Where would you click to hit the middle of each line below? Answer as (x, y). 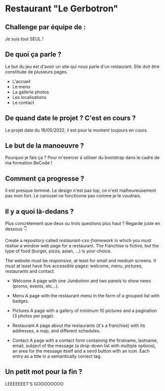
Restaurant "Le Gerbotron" (62, 9)
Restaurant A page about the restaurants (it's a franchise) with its (79, 325)
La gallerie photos (31, 92)
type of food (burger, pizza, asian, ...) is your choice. (59, 251)
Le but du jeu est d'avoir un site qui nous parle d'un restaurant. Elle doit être (82, 66)
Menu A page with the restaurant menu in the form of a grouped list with (86, 296)
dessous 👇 (16, 229)
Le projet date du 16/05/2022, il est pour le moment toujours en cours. (77, 130)
